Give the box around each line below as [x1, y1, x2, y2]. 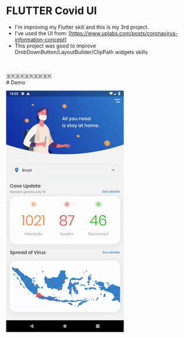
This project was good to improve [14, 42, 96, 49]
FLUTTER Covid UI [6, 4, 97, 18]
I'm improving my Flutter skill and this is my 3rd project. [14, 23, 149, 31]
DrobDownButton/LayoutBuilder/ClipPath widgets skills [14, 48, 148, 55]
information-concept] [14, 36, 67, 43]
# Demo [6, 79, 25, 86]
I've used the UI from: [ [14, 29, 71, 36]
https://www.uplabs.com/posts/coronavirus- [70, 29, 178, 36]
